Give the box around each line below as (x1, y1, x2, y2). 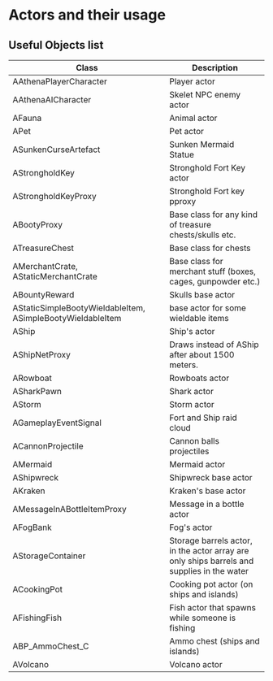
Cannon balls (169, 436, 219, 446)
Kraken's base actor (169, 485, 246, 497)
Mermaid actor (169, 459, 226, 470)
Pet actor (169, 126, 205, 137)
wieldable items (169, 313, 229, 323)
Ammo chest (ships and (169, 635, 260, 647)
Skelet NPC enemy (169, 89, 241, 100)
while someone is (169, 612, 236, 623)
